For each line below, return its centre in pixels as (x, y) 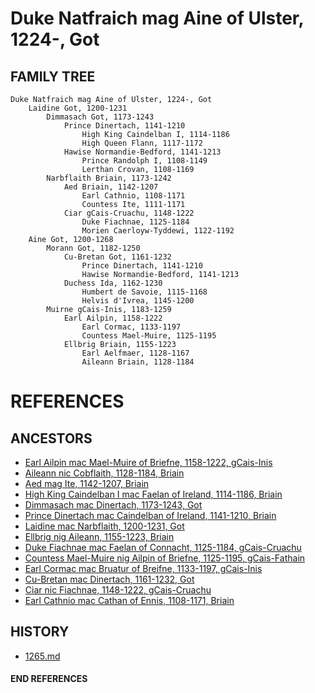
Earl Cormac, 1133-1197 (131, 327)
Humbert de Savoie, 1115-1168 (144, 292)
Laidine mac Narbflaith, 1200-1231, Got (104, 526)
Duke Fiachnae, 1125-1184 (135, 222)
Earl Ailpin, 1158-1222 (113, 318)
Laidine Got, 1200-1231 (78, 108)
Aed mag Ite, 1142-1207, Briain (87, 483)
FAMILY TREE (53, 76)
